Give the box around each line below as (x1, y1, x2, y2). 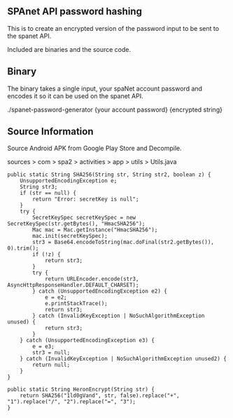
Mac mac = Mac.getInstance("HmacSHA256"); (32, 227, 158, 234)
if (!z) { (32, 251, 61, 258)
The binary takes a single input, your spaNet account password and (7, 84, 203, 93)
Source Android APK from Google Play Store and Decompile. (7, 144, 182, 153)
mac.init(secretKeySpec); (32, 233, 108, 240)
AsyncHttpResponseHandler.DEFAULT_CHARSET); (7, 282, 139, 289)
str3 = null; (32, 349, 71, 356)
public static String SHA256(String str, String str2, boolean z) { (7, 171, 211, 178)
